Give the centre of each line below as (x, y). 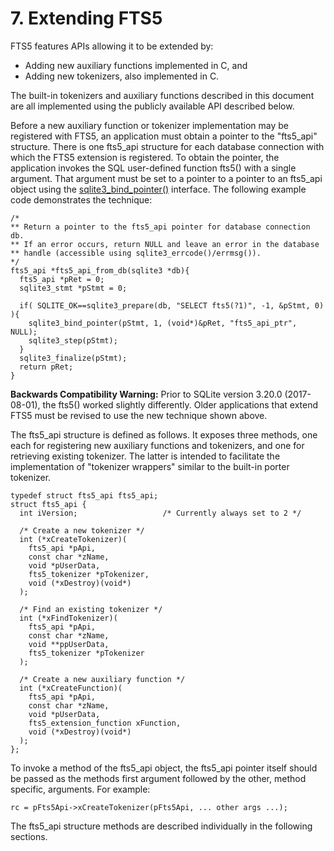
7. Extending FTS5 (86, 18)
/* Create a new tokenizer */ (82, 530)
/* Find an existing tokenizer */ (91, 609)
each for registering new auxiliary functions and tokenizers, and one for (157, 445)
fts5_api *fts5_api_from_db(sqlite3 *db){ (100, 270)
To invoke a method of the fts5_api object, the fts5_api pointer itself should (164, 768)
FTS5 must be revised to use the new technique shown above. (139, 415)
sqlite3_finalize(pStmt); (73, 358)
